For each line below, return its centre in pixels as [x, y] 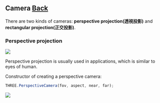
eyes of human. [21, 67]
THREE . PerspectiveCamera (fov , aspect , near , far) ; [60, 86]
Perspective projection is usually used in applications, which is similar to [80, 61]
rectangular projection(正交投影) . [40, 27]
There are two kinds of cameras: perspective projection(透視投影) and [79, 21]
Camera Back [27, 8]
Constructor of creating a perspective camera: [54, 76]
